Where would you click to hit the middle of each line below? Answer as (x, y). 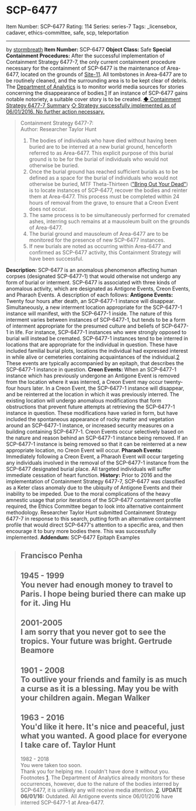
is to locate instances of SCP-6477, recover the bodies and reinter (108, 190)
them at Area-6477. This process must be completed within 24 (104, 196)
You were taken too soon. (51, 765)
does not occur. (48, 209)
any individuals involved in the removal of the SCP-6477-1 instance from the (97, 462)
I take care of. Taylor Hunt (68, 745)
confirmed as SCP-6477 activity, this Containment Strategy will (105, 252)
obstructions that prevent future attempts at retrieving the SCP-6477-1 (90, 407)
